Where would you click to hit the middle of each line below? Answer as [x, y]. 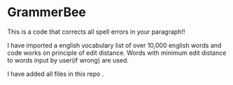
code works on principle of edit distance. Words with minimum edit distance [117, 53]
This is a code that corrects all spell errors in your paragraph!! [96, 32]
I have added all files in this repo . [56, 74]
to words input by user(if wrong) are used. [68, 60]
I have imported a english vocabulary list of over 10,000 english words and [114, 45]
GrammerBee [47, 12]
